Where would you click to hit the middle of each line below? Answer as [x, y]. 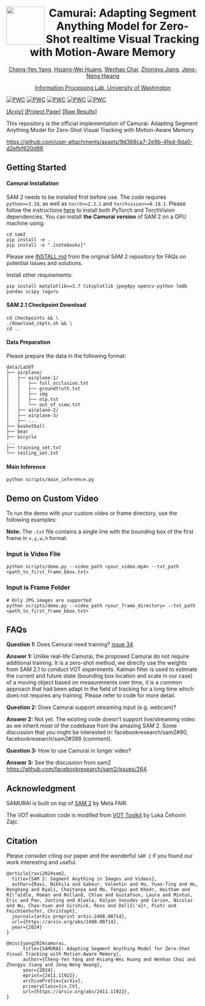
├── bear [17, 431]
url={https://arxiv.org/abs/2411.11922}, [76, 991]
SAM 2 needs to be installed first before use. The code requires [86, 197]
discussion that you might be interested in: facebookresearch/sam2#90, [97, 732]
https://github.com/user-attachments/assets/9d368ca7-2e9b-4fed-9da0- [100, 142]
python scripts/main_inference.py [50, 480]
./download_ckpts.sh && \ [39, 323]
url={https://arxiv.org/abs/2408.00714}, [65, 922]
